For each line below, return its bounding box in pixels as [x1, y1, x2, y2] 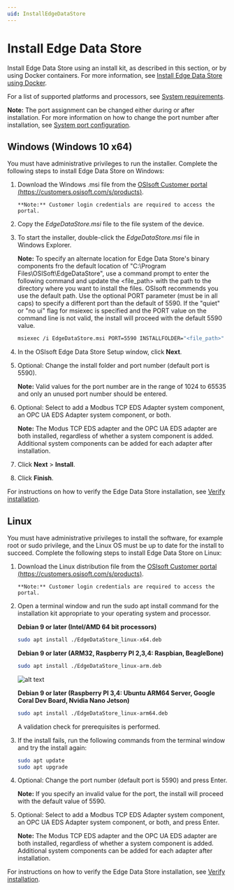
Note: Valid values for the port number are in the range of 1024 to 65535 [17, 383, 226, 391]
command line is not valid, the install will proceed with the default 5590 [17, 314, 222, 322]
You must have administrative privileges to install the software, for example [7, 534, 224, 542]
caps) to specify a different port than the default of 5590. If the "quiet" [17, 299, 221, 308]
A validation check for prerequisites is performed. [17, 723, 161, 731]
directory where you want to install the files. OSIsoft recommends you [17, 285, 219, 293]
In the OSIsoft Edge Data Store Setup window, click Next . [17, 348, 182, 356]
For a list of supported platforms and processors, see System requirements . [7, 92, 225, 100]
